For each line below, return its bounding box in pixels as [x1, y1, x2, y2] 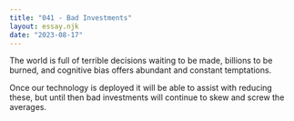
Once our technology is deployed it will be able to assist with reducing [9, 83, 273, 94]
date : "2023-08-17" [9, 30, 84, 39]
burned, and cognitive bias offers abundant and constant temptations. [9, 65, 272, 76]
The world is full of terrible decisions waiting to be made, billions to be [9, 55, 273, 66]
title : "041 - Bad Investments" [9, 13, 132, 23]
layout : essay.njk [9, 22, 79, 31]
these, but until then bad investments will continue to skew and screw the [9, 92, 285, 103]
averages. [9, 102, 47, 113]
